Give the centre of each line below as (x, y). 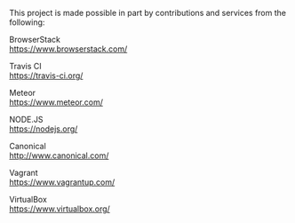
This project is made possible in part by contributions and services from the (148, 13)
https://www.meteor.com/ (56, 102)
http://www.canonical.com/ (59, 155)
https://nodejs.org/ (44, 129)
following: (27, 22)
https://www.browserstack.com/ (68, 49)
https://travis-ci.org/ (46, 76)
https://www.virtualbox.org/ (60, 209)
